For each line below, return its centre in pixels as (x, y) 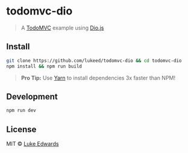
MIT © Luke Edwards (33, 144)
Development (32, 97)
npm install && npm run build (44, 66)
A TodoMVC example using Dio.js (62, 28)
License (21, 129)
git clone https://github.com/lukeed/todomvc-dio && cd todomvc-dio (94, 61)
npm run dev (21, 111)
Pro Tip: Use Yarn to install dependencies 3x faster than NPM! (98, 78)
